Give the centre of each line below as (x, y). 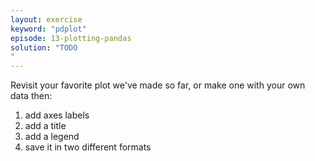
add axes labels (57, 115)
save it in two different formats (88, 147)
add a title (45, 126)
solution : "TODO (44, 47)
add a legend (52, 137)
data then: (31, 96)
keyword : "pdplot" (48, 29)
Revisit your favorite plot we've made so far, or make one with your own (158, 85)
